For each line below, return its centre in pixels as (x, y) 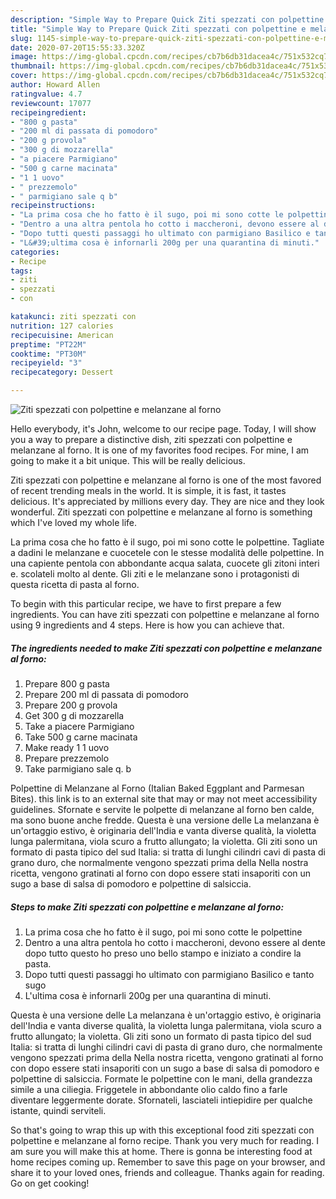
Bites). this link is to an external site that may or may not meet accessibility (164, 798)
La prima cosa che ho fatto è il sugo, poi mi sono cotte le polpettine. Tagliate (167, 542)
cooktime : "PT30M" (48, 354)
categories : (35, 252)
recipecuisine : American (62, 335)
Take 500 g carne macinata (81, 737)
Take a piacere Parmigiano (79, 726)
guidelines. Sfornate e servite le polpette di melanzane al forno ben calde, (162, 809)
